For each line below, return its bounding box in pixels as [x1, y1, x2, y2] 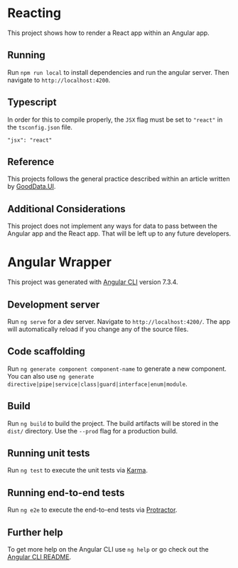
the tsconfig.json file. [7, 122, 73, 131]
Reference [7, 155, 55, 168]
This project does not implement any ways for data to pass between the [7, 222, 218, 231]
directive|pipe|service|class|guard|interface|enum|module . [7, 379, 188, 388]
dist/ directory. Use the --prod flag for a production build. [7, 426, 178, 435]
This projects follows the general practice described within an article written [7, 174, 230, 183]
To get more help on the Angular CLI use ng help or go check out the [7, 545, 209, 553]
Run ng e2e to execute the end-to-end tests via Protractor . [7, 505, 178, 514]
